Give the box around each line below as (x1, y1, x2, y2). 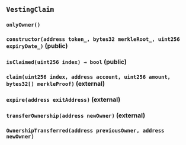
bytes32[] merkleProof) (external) (6, 80, 105, 88)
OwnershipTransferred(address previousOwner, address (6, 127, 165, 134)
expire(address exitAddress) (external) (6, 95, 121, 104)
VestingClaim (6, 5, 54, 14)
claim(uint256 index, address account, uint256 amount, (6, 74, 171, 80)
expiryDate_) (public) (6, 42, 68, 50)
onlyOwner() (6, 21, 41, 28)
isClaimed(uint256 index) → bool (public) (6, 58, 127, 66)
